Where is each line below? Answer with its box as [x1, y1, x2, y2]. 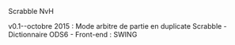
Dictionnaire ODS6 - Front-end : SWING [8, 30, 138, 39]
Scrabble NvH [8, 7, 54, 16]
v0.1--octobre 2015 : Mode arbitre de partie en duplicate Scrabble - [8, 22, 227, 30]
